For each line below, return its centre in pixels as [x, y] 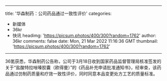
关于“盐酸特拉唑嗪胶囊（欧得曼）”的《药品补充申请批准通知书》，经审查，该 [81, 67]
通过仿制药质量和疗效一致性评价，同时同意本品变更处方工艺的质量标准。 [83, 74]
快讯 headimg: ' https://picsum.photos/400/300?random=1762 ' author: [84, 36]
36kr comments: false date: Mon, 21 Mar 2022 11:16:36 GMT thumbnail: [85, 41]
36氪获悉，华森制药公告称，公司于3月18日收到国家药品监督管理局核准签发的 [83, 61]
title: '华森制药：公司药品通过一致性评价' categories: [58, 13]
